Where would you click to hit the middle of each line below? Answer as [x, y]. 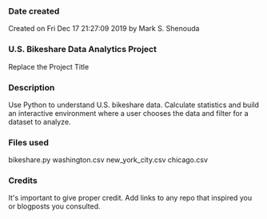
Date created [34, 11]
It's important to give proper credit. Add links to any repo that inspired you [130, 198]
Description [32, 87]
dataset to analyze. [40, 121]
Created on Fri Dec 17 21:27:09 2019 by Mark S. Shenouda [104, 29]
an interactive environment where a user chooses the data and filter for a [129, 113]
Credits [23, 181]
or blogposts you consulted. [55, 206]
